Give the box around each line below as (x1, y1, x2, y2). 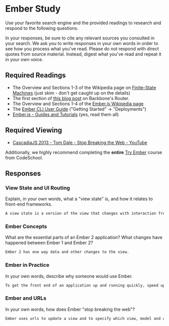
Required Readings (5, 71, 66, 80)
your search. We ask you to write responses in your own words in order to (5, 40, 158, 46)
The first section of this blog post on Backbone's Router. (12, 95, 130, 101)
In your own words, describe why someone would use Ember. (5, 273, 133, 279)
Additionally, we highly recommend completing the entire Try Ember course (5, 149, 162, 155)
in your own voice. (5, 56, 44, 62)
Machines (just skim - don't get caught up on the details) (12, 89, 131, 96)
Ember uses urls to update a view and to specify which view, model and (5, 316, 161, 321)
